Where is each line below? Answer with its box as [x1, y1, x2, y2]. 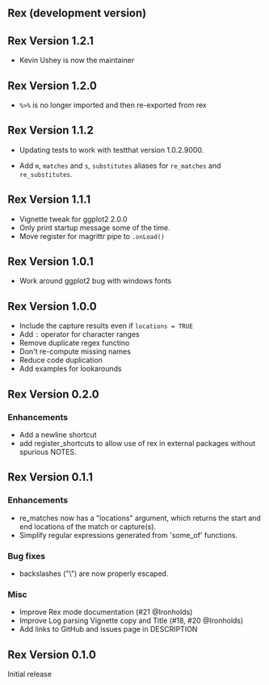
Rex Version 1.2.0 [7, 78, 98, 92]
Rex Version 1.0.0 [7, 299, 98, 313]
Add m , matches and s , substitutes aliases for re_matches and [19, 161, 221, 170]
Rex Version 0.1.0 [7, 648, 96, 662]
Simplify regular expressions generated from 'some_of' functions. [19, 530, 238, 540]
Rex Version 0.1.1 [7, 470, 94, 484]
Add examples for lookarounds [19, 364, 122, 374]
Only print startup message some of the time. [19, 222, 170, 233]
